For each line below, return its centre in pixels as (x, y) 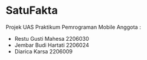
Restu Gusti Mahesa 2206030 (52, 38)
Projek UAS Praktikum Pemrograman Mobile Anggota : (73, 27)
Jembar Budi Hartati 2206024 (52, 45)
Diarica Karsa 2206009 (44, 51)
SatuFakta (32, 10)
